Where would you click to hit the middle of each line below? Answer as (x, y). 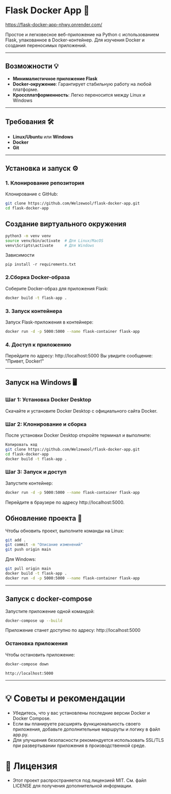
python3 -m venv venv (28, 236)
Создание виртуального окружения (66, 224)
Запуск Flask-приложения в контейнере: (49, 322)
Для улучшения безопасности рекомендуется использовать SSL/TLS (88, 740)
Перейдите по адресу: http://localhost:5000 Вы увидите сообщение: (79, 356)
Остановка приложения (36, 644)
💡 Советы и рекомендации (65, 698)
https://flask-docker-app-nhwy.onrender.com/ (54, 25)
